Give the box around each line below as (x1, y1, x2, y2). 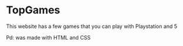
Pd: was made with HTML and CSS (6, 34, 91, 41)
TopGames (6, 3, 61, 17)
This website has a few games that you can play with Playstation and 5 (6, 23, 178, 30)
